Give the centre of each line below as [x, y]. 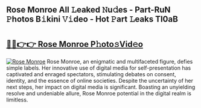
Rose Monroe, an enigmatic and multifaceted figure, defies [120, 61]
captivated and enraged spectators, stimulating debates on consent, [91, 74]
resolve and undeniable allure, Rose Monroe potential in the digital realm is [99, 93]
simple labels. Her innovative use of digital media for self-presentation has [99, 68]
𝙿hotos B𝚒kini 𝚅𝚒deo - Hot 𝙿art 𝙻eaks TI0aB [92, 19]
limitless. [17, 100]
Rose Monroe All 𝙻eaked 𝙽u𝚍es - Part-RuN [88, 10]
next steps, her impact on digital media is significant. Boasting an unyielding [101, 87]
